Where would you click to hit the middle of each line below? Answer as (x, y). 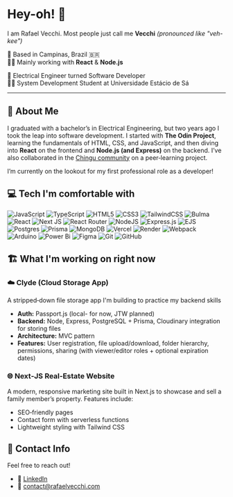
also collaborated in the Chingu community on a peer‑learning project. (107, 157)
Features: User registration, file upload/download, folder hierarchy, (113, 343)
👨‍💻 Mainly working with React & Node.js (65, 62)
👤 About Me (33, 112)
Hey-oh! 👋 (37, 14)
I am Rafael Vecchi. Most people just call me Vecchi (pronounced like (106, 33)
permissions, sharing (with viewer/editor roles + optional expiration (113, 351)
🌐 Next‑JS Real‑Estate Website (61, 376)
